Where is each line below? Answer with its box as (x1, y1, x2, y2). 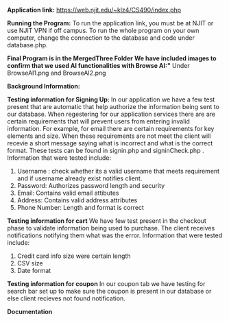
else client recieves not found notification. (7, 294, 125, 302)
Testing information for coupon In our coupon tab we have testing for (7, 280, 206, 287)
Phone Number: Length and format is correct (16, 204, 144, 211)
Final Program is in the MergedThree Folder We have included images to (7, 54, 217, 62)
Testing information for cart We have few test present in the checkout (7, 217, 207, 225)
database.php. (7, 41, 48, 49)
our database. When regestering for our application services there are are (7, 110, 216, 118)
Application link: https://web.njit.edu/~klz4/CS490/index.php (7, 6, 182, 14)
